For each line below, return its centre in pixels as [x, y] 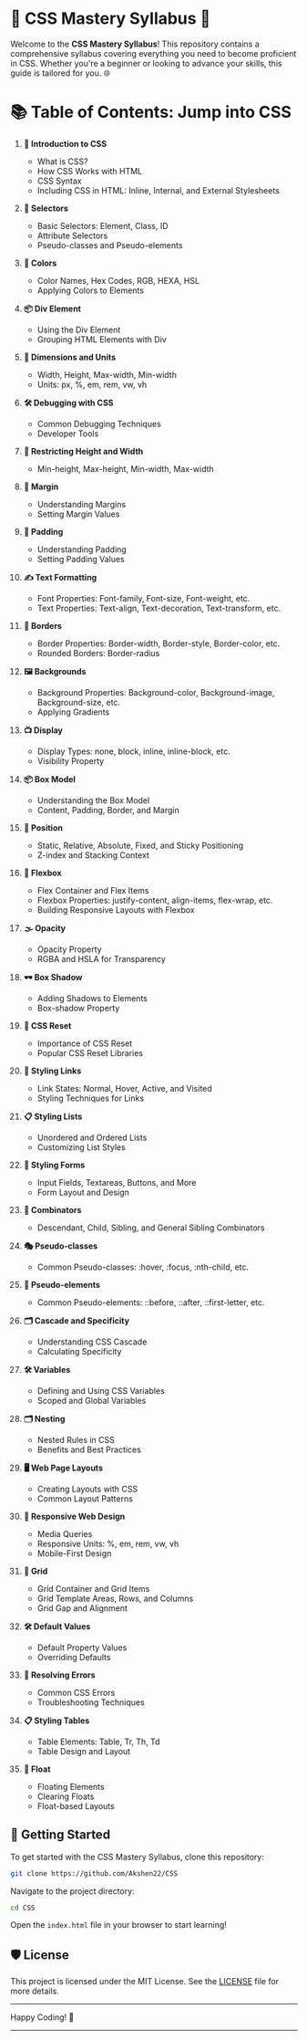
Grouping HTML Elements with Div [102, 339]
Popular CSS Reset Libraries [90, 1052]
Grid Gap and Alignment [82, 1608]
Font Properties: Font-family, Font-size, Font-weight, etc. [143, 598]
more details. [35, 1991]
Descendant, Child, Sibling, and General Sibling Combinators [151, 1228]
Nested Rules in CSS [76, 1439]
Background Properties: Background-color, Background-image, [156, 692]
